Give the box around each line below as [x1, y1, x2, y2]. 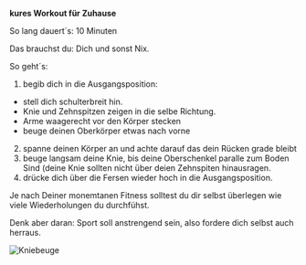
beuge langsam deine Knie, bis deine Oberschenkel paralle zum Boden [22, 153, 290, 164]
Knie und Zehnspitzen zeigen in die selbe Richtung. [22, 106, 216, 117]
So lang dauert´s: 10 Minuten [9, 26, 118, 36]
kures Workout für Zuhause [9, 8, 117, 18]
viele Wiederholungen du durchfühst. [9, 200, 150, 210]
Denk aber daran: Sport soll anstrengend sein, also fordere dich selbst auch [9, 217, 294, 228]
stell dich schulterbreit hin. [22, 96, 123, 107]
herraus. [9, 228, 41, 238]
